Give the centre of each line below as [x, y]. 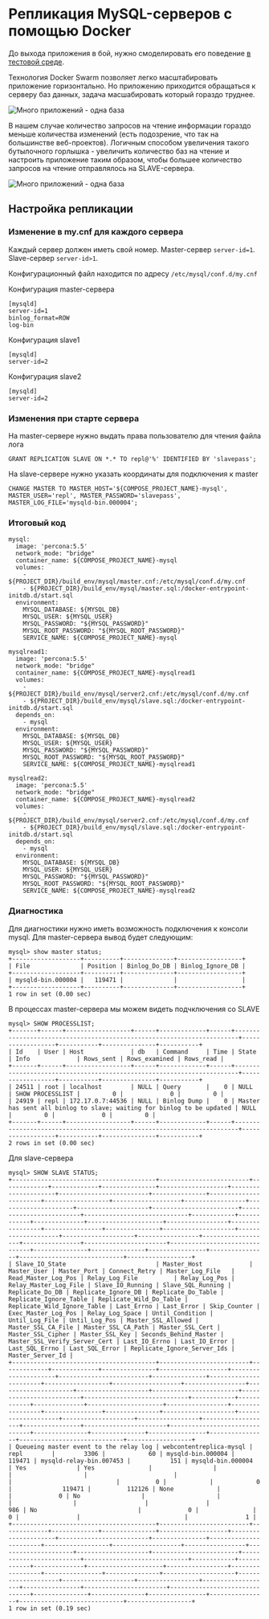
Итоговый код [37, 523]
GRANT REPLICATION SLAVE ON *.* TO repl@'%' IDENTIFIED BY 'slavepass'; [132, 459]
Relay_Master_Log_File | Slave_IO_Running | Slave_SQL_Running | [120, 1285]
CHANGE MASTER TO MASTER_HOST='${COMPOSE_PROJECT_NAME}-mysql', [118, 488]
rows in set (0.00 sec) [55, 1143]
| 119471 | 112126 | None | [114, 1489]
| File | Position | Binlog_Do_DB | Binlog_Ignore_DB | [127, 966]
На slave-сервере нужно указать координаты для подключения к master [133, 474]
